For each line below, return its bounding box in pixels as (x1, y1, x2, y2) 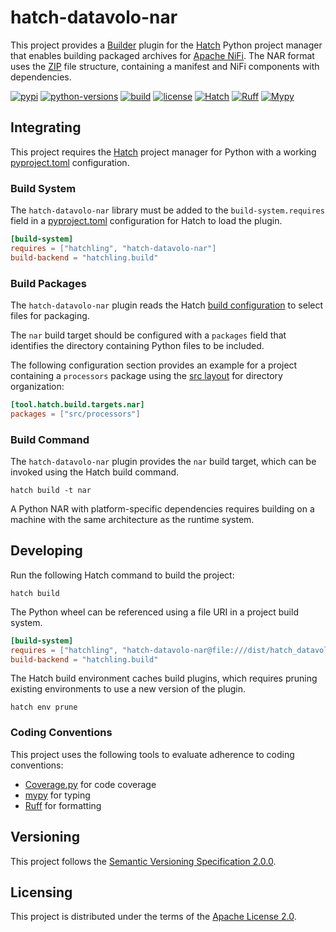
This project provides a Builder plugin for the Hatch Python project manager (10, 39, 323, 51)
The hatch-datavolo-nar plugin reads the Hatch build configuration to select (10, 299, 324, 311)
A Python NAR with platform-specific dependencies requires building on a (10, 503, 315, 515)
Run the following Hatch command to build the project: (10, 569, 235, 581)
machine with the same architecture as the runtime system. (10, 514, 255, 526)
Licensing (10, 884, 73, 901)
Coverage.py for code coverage (24, 778, 157, 790)
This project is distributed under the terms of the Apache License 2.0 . (10, 911, 297, 923)
